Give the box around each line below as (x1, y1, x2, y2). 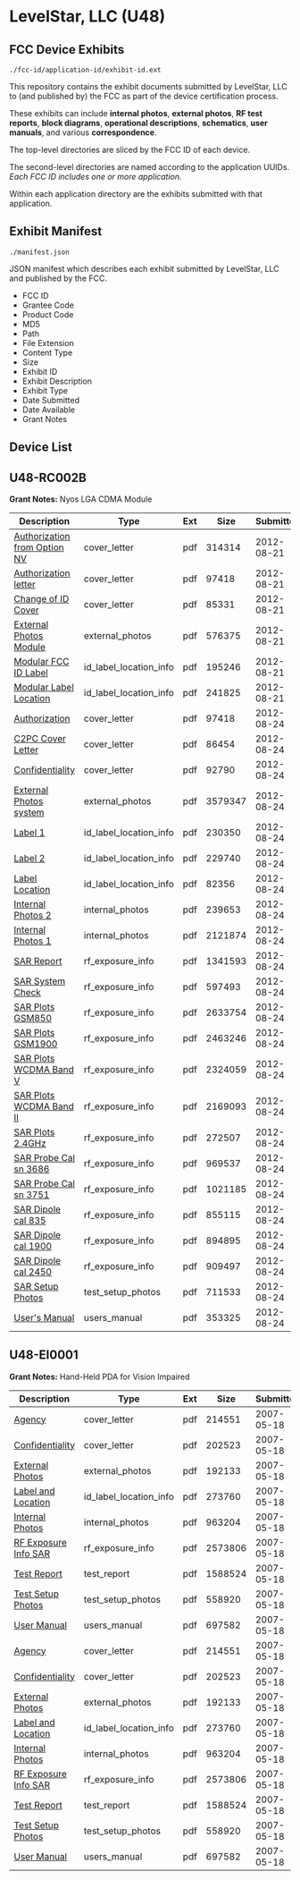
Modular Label (13, 682, 74, 694)
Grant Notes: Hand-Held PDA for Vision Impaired (9, 1371, 190, 1382)
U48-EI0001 (9, 1348, 79, 1363)
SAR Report (13, 955, 62, 968)
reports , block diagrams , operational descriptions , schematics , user (9, 118, 268, 128)
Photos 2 (13, 910, 52, 922)
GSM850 (13, 1012, 52, 1025)
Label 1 (13, 826, 46, 839)
